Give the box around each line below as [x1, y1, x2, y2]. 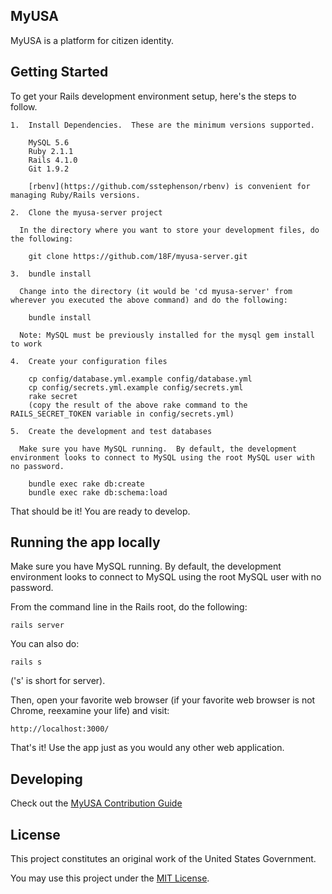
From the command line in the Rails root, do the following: [10, 601, 248, 613]
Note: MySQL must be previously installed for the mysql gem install [19, 330, 315, 340]
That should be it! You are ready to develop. [10, 505, 191, 517]
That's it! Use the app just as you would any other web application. [10, 742, 285, 754]
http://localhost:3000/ [10, 724, 110, 734]
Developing [10, 770, 83, 788]
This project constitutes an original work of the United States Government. [10, 853, 317, 865]
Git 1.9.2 [28, 164, 70, 174]
